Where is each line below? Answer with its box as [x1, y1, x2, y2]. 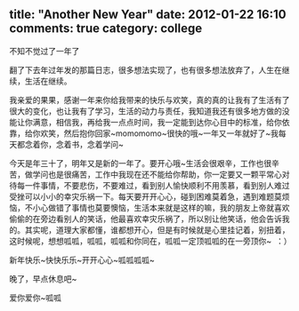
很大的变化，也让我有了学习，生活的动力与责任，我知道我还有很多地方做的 [9, 106, 282, 116]
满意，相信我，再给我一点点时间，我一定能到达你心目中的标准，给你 [32, 116, 282, 127]
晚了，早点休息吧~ [9, 273, 77, 283]
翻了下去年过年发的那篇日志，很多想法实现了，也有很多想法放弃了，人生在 [9, 64, 282, 75]
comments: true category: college [9, 21, 203, 36]
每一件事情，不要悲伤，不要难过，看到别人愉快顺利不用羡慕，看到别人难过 [16, 179, 290, 190]
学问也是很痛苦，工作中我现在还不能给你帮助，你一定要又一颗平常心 [32, 169, 282, 179]
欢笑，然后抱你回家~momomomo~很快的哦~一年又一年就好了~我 [39, 128, 279, 139]
